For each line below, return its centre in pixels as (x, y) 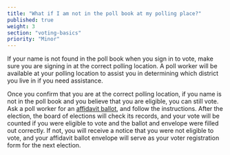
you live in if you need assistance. (55, 81)
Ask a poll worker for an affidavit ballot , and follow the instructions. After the (115, 109)
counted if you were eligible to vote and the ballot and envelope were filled (113, 123)
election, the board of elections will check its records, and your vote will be (114, 116)
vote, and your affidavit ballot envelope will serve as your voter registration (113, 138)
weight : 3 (21, 26)
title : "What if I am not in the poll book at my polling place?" (104, 13)
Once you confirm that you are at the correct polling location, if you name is (114, 94)
